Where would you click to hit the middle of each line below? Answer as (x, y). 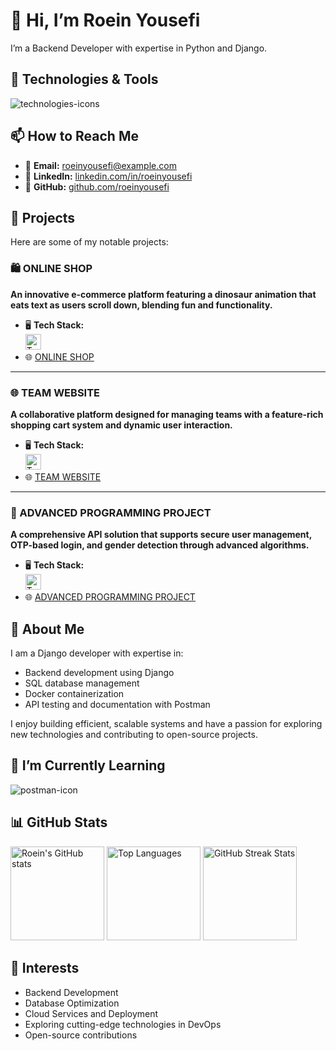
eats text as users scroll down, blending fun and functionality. (141, 305)
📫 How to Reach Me (74, 136)
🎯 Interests (45, 968)
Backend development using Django (99, 673)
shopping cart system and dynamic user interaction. (121, 425)
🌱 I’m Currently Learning (88, 765)
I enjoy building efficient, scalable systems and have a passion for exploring (166, 724)
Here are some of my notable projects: (89, 242)
